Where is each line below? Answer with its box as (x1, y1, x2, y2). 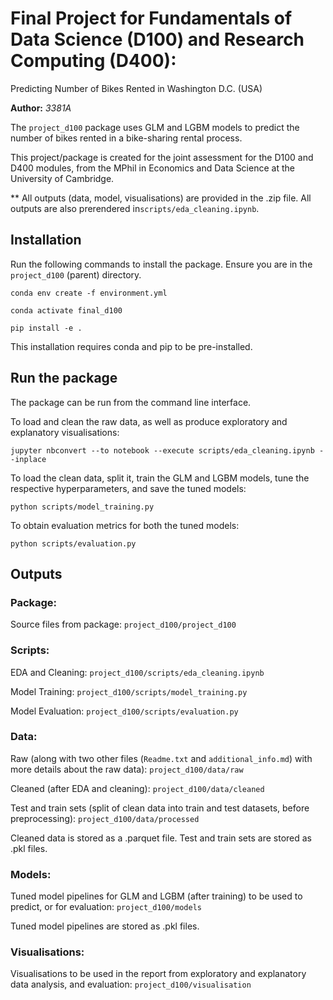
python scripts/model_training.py (10, 502, 155, 512)
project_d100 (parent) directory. (10, 268, 142, 281)
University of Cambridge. (10, 172, 115, 184)
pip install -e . (10, 323, 83, 333)
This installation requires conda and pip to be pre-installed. (10, 340, 253, 352)
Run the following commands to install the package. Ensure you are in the (10, 258, 313, 270)
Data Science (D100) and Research (10, 28, 305, 51)
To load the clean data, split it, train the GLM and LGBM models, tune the (10, 472, 310, 484)
